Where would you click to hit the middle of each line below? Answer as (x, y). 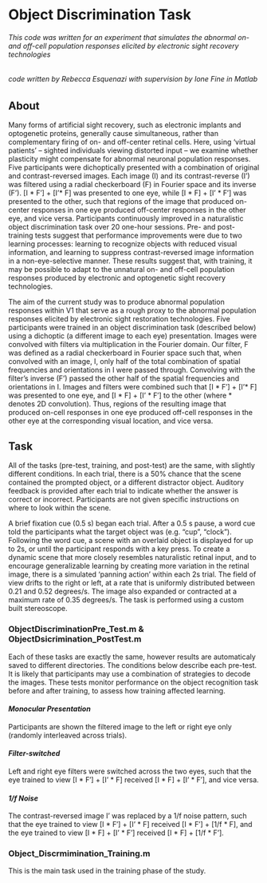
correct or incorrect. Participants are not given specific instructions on (124, 499)
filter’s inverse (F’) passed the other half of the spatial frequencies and (124, 378)
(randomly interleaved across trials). (68, 735)
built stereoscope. (38, 609)
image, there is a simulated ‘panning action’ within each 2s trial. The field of (132, 574)
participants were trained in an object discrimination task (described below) (132, 328)
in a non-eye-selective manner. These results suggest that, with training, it (130, 261)
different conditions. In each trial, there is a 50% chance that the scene (125, 474)
